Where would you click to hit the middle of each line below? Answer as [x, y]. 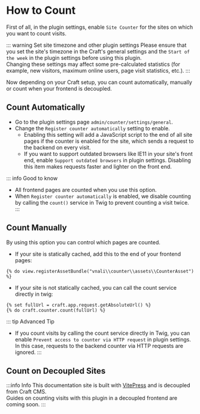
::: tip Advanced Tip [31, 321]
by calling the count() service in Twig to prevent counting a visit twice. [102, 202]
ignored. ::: [28, 352]
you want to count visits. [37, 33]
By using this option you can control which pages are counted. [83, 242]
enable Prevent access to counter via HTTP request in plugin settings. [103, 339]
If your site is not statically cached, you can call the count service [96, 287]
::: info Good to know [32, 178]
